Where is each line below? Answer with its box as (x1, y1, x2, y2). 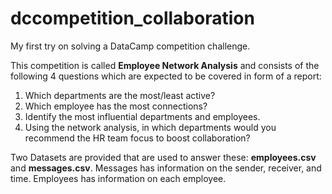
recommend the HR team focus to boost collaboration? (24, 132, 251, 144)
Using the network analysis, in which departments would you (24, 121, 277, 133)
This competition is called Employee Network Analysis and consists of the (10, 59, 320, 71)
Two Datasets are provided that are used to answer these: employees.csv (10, 151, 317, 163)
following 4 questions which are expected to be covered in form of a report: (10, 70, 322, 82)
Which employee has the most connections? (24, 100, 208, 112)
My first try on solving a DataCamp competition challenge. (10, 40, 251, 52)
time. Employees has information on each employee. (10, 172, 227, 184)
